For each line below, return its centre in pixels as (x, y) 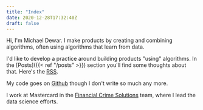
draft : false (23, 23)
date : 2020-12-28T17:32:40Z (42, 18)
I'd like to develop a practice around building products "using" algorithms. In (102, 59)
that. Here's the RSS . (33, 72)
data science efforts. (32, 101)
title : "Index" (26, 12)
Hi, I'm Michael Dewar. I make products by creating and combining (90, 41)
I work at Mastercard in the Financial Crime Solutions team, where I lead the (101, 95)
